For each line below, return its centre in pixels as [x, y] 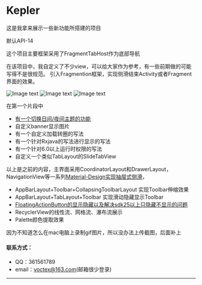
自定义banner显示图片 [42, 126]
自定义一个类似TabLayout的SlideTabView [66, 156]
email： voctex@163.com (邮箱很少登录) [63, 269]
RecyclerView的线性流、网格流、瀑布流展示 [69, 212]
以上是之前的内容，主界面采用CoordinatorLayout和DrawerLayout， [89, 169]
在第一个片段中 [25, 105]
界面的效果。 [22, 81]
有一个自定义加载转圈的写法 [49, 134]
